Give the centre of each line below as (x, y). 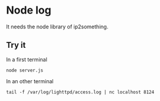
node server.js (25, 70)
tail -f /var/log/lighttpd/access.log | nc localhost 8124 (80, 92)
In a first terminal (27, 59)
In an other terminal (30, 81)
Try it (16, 45)
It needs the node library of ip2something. (57, 27)
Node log (29, 10)
